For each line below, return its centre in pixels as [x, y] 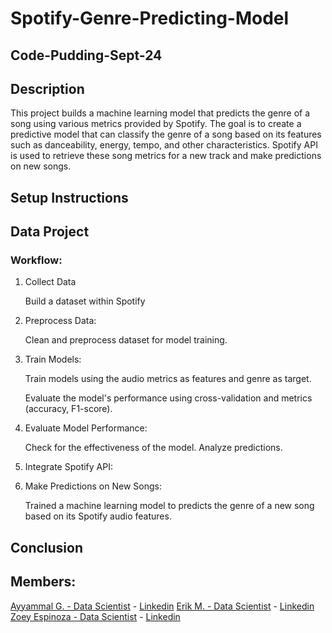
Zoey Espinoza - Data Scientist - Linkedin [95, 616]
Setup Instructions [69, 197]
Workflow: [36, 260]
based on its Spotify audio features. [98, 516]
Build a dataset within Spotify [85, 301]
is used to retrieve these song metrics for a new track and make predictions [166, 156]
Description [47, 88]
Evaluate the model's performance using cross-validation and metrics [168, 398]
